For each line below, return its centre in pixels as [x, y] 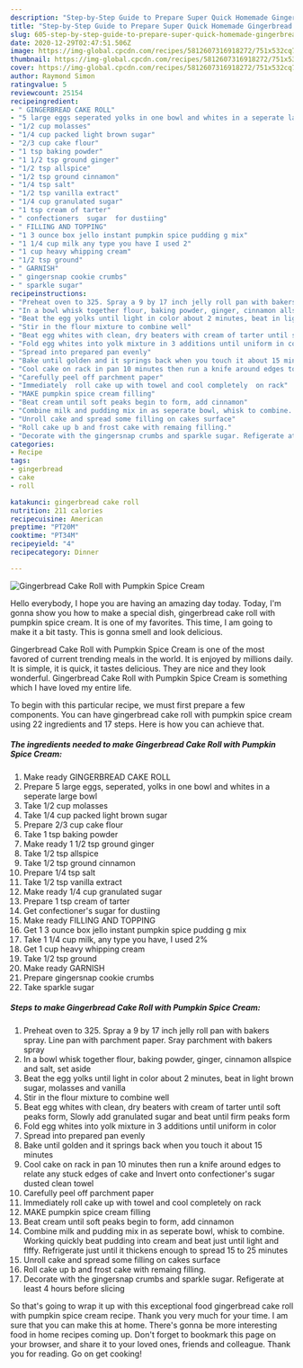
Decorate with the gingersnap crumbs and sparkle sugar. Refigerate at [153, 1279]
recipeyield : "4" [43, 544]
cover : [22, 68]
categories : [32, 444]
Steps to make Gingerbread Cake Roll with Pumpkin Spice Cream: [135, 1007]
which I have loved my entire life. [71, 687]
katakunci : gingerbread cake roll [75, 502]
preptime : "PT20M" [45, 527]
